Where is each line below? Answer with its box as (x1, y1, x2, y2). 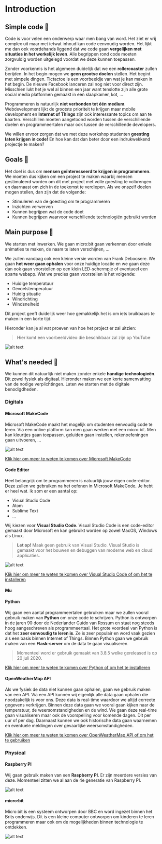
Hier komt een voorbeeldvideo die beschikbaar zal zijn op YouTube (16, 334, 151, 340)
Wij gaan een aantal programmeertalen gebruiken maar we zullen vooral (5, 609, 149, 615)
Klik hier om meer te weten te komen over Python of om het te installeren (5, 665, 151, 670)
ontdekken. (5, 824, 28, 830)
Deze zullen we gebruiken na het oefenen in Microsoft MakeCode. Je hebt (5, 483, 153, 489)
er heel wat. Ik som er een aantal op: (5, 488, 78, 494)
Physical (5, 749, 26, 756)
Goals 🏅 (5, 156, 29, 164)
